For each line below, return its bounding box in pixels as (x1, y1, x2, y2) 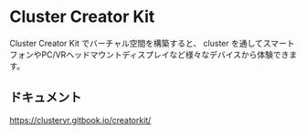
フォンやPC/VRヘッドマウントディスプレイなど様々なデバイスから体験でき (9, 48, 290, 60)
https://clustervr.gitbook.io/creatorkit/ (9, 114, 152, 125)
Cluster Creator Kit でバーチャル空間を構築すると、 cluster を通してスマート (9, 37, 295, 48)
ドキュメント (9, 89, 82, 106)
